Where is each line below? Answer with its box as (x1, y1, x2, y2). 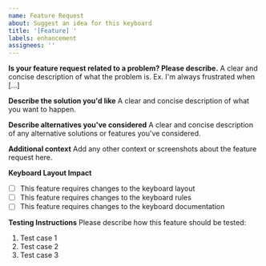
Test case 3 (19, 250, 58, 260)
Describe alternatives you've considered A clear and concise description (8, 120, 254, 130)
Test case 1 (19, 233, 58, 243)
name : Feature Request (8, 11, 84, 20)
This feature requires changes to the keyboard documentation (19, 202, 225, 212)
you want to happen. (8, 105, 76, 115)
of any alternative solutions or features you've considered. (8, 129, 202, 139)
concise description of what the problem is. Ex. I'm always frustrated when (8, 72, 256, 82)
